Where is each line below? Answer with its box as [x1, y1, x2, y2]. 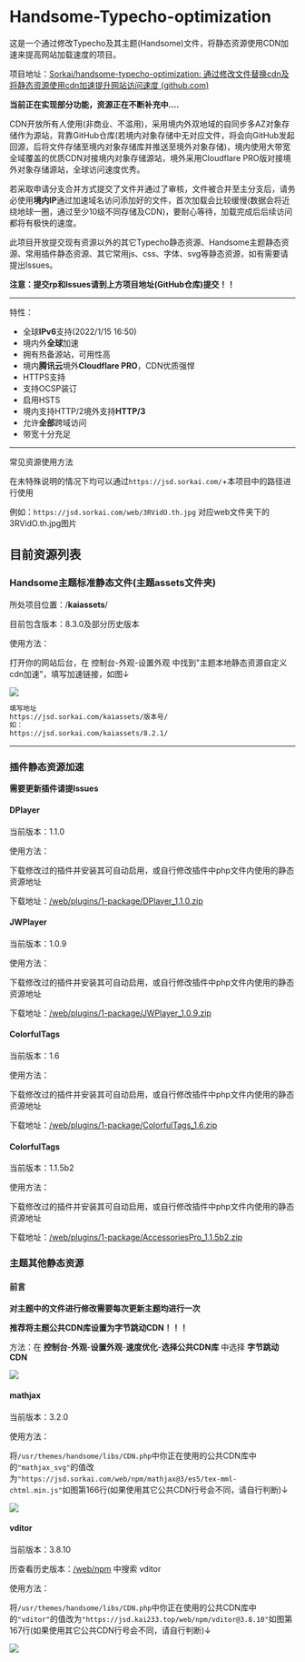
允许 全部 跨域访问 [22, 417, 87, 428]
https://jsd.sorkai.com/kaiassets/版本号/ [9, 712, 169, 721]
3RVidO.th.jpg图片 [9, 517, 77, 529]
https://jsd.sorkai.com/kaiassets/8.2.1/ [9, 729, 169, 738]
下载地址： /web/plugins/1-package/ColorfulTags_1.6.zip [9, 1120, 218, 1130]
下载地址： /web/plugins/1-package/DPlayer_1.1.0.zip [9, 895, 204, 907]
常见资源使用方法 [9, 456, 74, 467]
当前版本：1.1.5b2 [9, 1162, 74, 1173]
